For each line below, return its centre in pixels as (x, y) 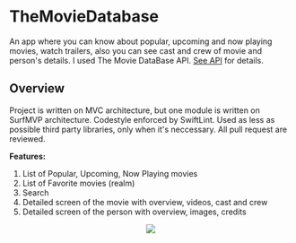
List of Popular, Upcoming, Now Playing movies (110, 173)
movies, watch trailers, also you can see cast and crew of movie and (136, 50)
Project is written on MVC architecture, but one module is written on (135, 110)
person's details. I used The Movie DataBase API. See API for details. (137, 60)
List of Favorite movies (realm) (78, 183)
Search (35, 192)
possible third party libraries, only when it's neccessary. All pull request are (148, 129)
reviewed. (28, 139)
